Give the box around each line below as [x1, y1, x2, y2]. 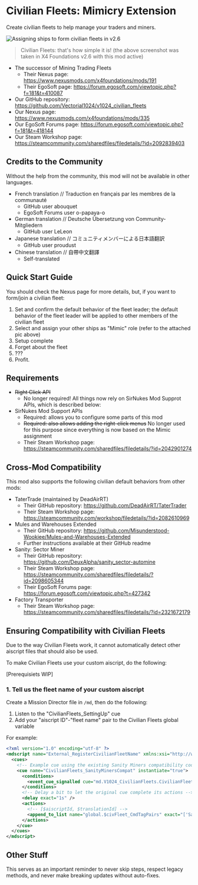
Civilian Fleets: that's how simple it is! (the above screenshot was [20, 46, 179, 54]
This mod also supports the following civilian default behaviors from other [6, 478, 186, 485]
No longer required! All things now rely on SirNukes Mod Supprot [23, 395, 181, 402]
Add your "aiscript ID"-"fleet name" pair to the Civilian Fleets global [14, 717, 179, 724]
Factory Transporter [14, 596, 64, 603]
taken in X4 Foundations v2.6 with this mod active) [20, 53, 144, 60]
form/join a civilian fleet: [6, 294, 65, 301]
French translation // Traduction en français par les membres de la [14, 190, 176, 197]
